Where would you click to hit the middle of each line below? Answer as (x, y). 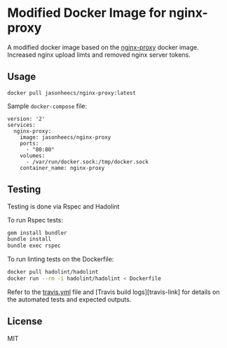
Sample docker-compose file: (47, 106)
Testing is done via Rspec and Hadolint (63, 206)
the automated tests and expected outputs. (69, 299)
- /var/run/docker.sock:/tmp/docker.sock (87, 162)
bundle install (29, 239)
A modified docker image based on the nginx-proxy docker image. (103, 47)
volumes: (33, 156)
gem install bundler (37, 233)
